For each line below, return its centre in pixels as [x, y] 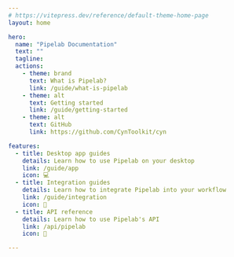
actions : [29, 66]
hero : [17, 37]
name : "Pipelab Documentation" [66, 44]
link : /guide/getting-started [78, 110]
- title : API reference [54, 212]
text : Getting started [66, 103]
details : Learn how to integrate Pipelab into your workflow [124, 190]
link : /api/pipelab [54, 226]
